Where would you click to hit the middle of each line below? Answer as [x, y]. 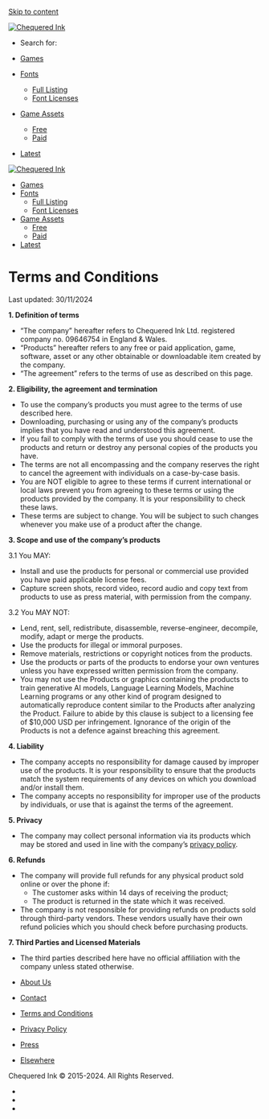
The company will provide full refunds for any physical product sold [132, 875]
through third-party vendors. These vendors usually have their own [131, 918]
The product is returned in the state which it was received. [128, 901]
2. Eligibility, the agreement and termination [83, 389]
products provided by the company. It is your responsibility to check [132, 498]
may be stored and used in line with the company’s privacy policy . [129, 844]
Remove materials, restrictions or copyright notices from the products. [136, 653]
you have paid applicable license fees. [83, 580]
